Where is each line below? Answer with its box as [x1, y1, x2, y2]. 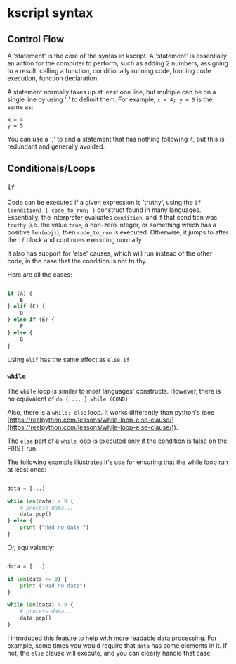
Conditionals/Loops [7, 163, 96, 175]
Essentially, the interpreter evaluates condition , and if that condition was [7, 213, 218, 221]
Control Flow [7, 33, 65, 45]
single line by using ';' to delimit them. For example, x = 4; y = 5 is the [7, 95, 213, 104]
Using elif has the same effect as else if [7, 355, 130, 363]
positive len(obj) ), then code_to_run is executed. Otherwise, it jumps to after [7, 227, 229, 237]
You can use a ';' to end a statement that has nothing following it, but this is [7, 135, 225, 143]
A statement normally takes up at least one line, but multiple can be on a [7, 88, 216, 96]
